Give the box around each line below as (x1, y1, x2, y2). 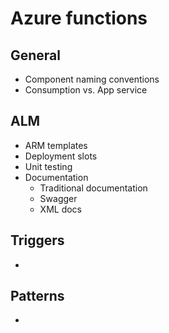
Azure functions (10, 7, 148, 30)
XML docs (39, 203, 82, 215)
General (10, 47, 62, 64)
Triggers (10, 232, 65, 249)
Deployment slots (24, 150, 98, 162)
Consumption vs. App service (24, 84, 148, 96)
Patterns (10, 288, 65, 305)
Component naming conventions (24, 73, 160, 85)
